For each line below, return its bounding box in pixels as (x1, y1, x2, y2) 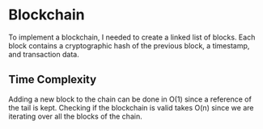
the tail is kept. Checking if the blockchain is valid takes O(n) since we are (8, 102, 254, 112)
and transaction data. (8, 49, 79, 59)
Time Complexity (8, 73, 97, 86)
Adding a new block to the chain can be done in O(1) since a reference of (8, 94, 252, 104)
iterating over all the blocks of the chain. (8, 111, 143, 121)
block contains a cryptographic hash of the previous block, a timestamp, (8, 40, 250, 50)
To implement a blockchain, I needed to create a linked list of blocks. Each (8, 32, 256, 42)
